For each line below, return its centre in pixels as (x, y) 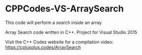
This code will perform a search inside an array (54, 22)
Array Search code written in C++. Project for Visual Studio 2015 (71, 32)
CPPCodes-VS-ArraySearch (65, 9)
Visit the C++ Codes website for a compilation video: (59, 42)
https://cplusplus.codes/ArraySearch (43, 47)
